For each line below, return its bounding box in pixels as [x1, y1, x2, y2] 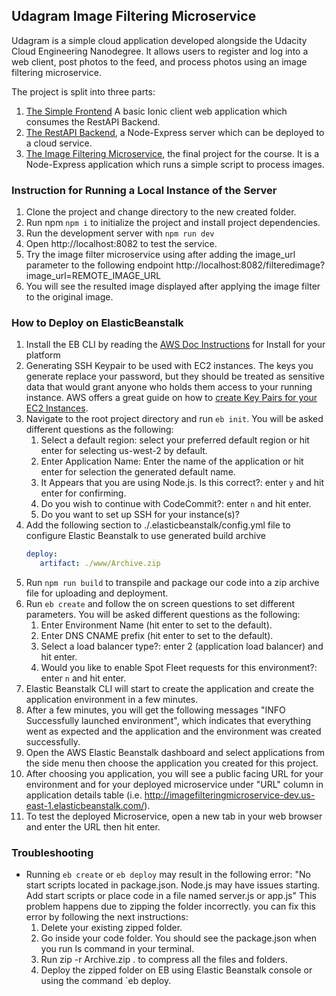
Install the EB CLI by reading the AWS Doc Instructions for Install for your [25, 339, 326, 351]
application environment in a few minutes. [25, 694, 199, 706]
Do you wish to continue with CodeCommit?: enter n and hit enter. [40, 498, 312, 510]
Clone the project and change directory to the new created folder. [25, 206, 297, 218]
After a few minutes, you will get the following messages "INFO [25, 704, 286, 716]
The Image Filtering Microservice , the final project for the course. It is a [25, 147, 320, 159]
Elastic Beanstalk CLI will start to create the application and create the [25, 683, 314, 695]
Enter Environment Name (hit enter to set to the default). [40, 619, 273, 631]
